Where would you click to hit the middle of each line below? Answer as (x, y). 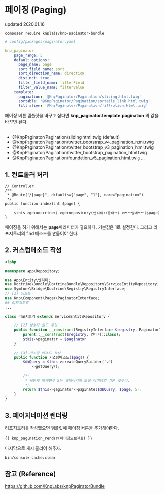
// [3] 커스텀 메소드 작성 (37, 353)
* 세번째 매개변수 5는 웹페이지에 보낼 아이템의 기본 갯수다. (77, 380)
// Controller (20, 186)
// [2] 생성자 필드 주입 (36, 325)
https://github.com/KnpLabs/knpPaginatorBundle (55, 486)
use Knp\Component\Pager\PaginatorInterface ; (52, 298)
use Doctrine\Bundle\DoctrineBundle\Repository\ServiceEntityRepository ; (82, 284)
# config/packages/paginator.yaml (41, 42)
